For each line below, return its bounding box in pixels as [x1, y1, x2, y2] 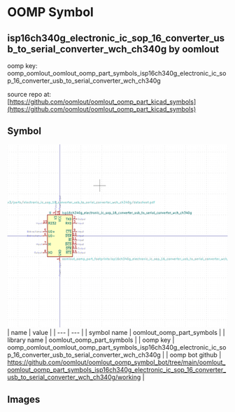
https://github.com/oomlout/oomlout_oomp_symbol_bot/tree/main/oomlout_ [7, 358, 226, 366]
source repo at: [7, 90, 51, 98]
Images [7, 393, 41, 405]
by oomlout [169, 43, 219, 55]
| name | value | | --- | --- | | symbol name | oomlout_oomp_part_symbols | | [7, 329, 225, 337]
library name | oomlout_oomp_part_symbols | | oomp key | [7, 336, 175, 344]
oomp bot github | [169, 351, 222, 359]
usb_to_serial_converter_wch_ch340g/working [7, 373, 141, 382]
